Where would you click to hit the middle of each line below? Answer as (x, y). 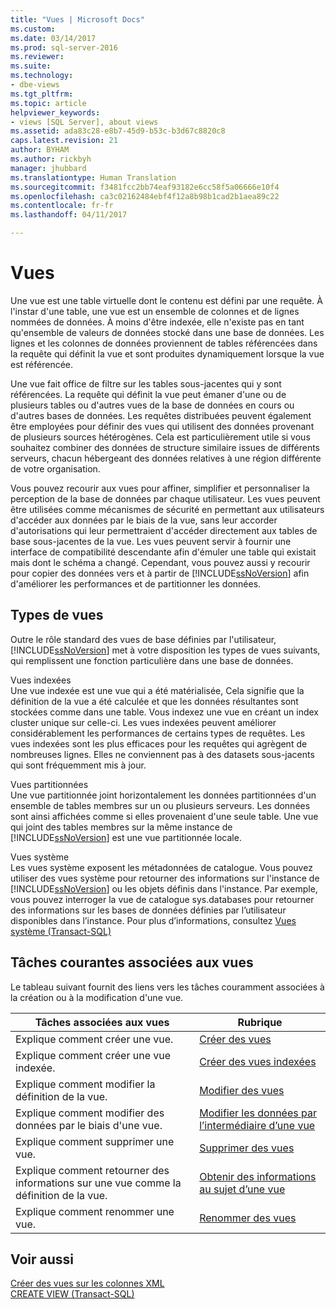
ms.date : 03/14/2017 (53, 38)
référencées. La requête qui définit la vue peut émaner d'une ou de (148, 394)
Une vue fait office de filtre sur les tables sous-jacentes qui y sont (146, 383)
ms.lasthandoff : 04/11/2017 (69, 215)
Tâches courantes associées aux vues (132, 962)
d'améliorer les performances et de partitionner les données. (136, 583)
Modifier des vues (242, 1090)
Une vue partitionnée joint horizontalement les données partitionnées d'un (163, 795)
